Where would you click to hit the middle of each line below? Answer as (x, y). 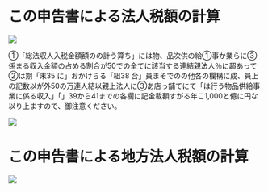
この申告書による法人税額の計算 (114, 17)
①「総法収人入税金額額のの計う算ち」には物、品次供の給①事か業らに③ (133, 55)
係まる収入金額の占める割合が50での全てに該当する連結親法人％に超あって (133, 65)
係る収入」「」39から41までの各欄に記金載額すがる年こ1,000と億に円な (140, 96)
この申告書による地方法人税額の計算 (128, 157)
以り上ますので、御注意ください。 (65, 106)
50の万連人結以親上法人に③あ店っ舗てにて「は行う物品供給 (152, 86)
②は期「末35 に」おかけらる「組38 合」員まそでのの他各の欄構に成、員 (130, 75)
